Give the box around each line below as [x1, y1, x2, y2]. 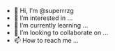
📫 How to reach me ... [13, 37, 79, 44]
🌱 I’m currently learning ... [13, 21, 89, 29]
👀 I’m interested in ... [13, 14, 73, 22]
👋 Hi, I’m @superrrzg [13, 7, 75, 14]
